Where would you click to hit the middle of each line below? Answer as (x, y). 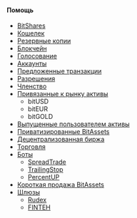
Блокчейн (32, 48)
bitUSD (38, 102)
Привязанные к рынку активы (62, 94)
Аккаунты (32, 63)
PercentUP (44, 177)
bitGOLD (40, 117)
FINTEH (39, 207)
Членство (32, 86)
